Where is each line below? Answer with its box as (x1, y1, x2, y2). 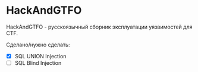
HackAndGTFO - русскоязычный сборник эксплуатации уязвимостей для (6, 23, 193, 30)
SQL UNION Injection (14, 52, 67, 60)
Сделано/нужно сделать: (6, 41, 70, 48)
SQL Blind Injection (14, 60, 62, 66)
